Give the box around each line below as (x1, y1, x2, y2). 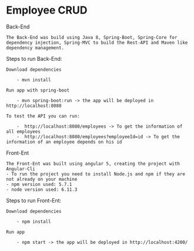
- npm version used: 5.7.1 (6, 181, 72, 187)
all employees (6, 128, 41, 135)
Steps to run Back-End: (6, 55, 62, 62)
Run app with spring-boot (6, 87, 69, 93)
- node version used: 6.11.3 (6, 187, 78, 193)
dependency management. (6, 45, 65, 51)
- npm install (16, 219, 51, 224)
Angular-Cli (6, 166, 35, 172)
